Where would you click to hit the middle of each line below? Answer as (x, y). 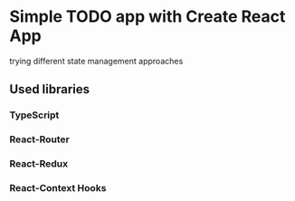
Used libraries (50, 89)
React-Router (39, 139)
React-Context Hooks (58, 188)
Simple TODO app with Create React (147, 17)
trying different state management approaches (96, 61)
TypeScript (34, 115)
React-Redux (39, 164)
